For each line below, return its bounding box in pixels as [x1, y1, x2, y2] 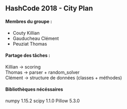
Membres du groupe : [5, 18, 52, 25]
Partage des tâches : [5, 52, 50, 58]
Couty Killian [12, 30, 40, 36]
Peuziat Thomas [12, 40, 47, 47]
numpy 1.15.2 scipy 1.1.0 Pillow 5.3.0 [5, 98, 80, 104]
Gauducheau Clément [12, 35, 59, 41]
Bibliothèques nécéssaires [5, 86, 63, 93]
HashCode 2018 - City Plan [5, 4, 93, 13]
